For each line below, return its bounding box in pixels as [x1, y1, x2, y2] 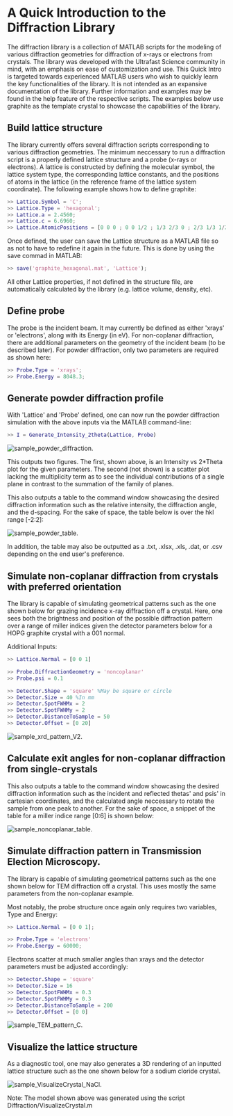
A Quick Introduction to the [7, 5, 166, 21]
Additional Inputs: [7, 642, 58, 651]
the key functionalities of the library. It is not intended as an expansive [7, 79, 207, 88]
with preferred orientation [7, 581, 122, 593]
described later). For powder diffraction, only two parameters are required [7, 346, 218, 354]
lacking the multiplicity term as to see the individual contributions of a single [7, 472, 225, 481]
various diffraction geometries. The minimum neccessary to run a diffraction [7, 148, 225, 156]
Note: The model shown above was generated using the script [7, 1094, 185, 1102]
